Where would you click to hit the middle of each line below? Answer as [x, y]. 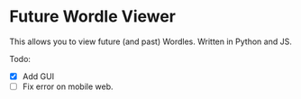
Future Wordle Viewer [93, 17]
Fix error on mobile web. [68, 86]
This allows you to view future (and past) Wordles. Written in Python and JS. [151, 41]
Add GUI [38, 76]
